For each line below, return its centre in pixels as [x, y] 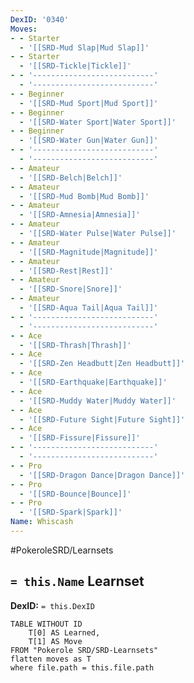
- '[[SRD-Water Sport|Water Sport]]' [98, 122]
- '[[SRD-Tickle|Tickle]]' [75, 66]
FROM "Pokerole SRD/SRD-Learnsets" [84, 650]
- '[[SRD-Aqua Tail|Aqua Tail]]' [89, 308]
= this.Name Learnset [77, 581]
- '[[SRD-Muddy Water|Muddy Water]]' [98, 401]
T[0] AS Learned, [64, 632]
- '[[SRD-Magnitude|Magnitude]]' [89, 252]
